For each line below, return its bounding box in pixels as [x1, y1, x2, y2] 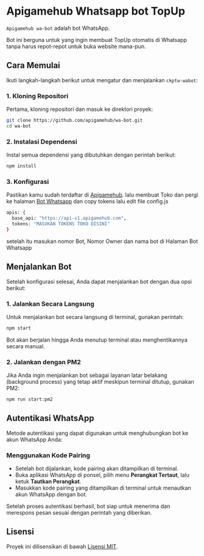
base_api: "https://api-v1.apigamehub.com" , [12, 215, 127, 222]
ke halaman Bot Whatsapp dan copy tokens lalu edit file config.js [6, 198, 169, 205]
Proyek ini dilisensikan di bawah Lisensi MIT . [6, 543, 118, 550]
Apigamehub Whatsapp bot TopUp [6, 4, 186, 18]
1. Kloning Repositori [6, 91, 69, 100]
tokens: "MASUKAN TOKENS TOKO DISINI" [12, 221, 111, 227]
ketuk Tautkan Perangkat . [15, 478, 82, 485]
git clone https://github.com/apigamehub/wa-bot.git [6, 118, 143, 124]
